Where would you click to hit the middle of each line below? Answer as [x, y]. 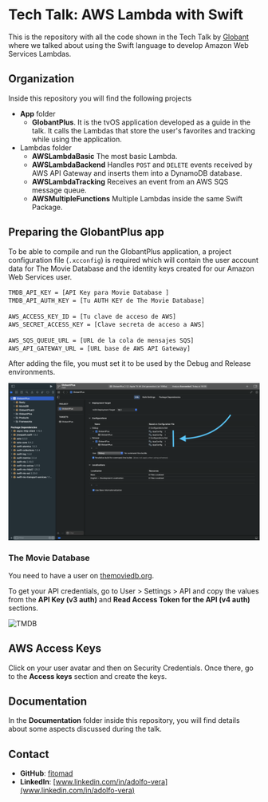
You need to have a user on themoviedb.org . [81, 575]
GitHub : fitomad [46, 773]
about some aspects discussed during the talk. [85, 729]
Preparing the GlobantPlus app [87, 232]
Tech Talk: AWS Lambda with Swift [126, 15]
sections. [23, 608]
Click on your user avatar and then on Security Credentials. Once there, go [131, 668]
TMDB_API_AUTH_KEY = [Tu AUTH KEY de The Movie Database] [106, 300]
